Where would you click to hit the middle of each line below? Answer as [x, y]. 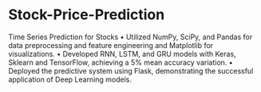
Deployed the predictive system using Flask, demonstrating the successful [131, 70]
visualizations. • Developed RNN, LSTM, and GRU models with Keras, [123, 54]
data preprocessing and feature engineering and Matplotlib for [111, 45]
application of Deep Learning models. [70, 79]
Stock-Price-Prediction [87, 15]
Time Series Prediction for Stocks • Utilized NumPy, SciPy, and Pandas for [130, 37]
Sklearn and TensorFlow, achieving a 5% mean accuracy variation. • [121, 62]
